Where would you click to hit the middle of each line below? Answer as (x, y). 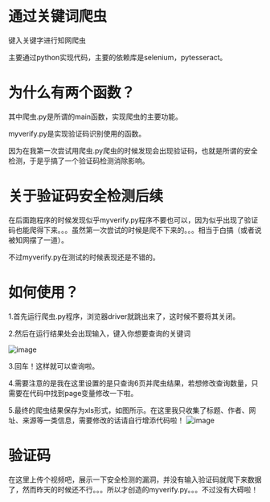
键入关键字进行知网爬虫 (47, 40)
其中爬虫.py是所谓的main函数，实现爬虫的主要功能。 (95, 116)
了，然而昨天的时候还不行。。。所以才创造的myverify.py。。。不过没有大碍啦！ (133, 489)
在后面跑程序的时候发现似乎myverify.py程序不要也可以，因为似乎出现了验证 (133, 220)
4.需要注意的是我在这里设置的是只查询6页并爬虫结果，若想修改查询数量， (130, 383)
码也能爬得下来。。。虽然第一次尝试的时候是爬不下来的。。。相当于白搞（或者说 (135, 230)
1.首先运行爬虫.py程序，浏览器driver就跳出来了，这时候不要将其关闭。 (124, 316)
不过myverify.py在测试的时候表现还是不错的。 (84, 257)
